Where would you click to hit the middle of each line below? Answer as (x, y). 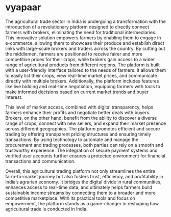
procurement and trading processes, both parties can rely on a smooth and (84, 145)
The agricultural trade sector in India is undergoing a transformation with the (86, 21)
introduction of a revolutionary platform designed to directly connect (77, 26)
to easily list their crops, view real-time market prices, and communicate (81, 75)
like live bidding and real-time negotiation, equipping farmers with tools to (83, 86)
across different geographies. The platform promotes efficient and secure (83, 128)
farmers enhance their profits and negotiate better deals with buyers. (78, 112)
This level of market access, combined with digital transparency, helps (79, 107)
